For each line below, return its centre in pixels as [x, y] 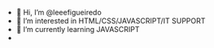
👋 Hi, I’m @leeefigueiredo [59, 12]
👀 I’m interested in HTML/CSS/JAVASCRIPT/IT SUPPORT [111, 21]
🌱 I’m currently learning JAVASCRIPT [78, 29]
